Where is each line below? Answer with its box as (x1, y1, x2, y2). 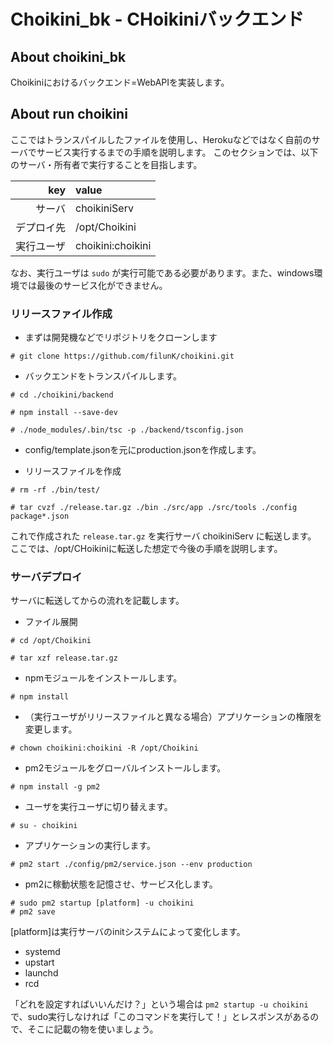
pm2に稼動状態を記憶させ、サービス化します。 (24, 878, 218, 890)
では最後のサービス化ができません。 (18, 279, 168, 291)
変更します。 (24, 723, 78, 735)
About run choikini (10, 106, 128, 123)
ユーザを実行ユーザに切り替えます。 (24, 801, 173, 813)
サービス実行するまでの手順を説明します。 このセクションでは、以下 (36, 146, 319, 158)
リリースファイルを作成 (24, 465, 122, 477)
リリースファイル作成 (10, 306, 113, 320)
